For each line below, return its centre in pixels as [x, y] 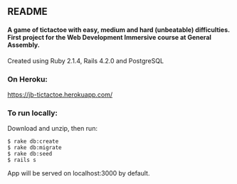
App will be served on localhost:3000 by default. [79, 173]
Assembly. [24, 45]
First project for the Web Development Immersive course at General [110, 37]
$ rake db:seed [30, 154]
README [27, 12]
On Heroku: [28, 79]
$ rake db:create [33, 141]
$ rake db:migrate [35, 148]
